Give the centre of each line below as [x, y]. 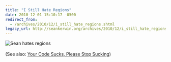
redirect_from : [21, 19]
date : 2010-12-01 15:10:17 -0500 [41, 15]
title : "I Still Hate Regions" [38, 10]
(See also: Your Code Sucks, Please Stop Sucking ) [58, 54]
